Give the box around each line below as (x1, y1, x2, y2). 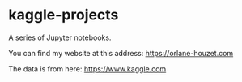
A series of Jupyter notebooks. (8, 32, 112, 42)
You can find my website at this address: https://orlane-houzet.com (8, 48, 234, 58)
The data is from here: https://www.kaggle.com (8, 63, 167, 74)
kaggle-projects (8, 6, 119, 24)
